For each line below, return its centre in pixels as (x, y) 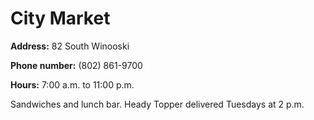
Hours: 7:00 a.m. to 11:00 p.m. (72, 84)
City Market (60, 18)
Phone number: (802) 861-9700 (76, 65)
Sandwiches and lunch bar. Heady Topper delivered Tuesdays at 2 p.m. (157, 104)
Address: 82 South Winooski (70, 46)
